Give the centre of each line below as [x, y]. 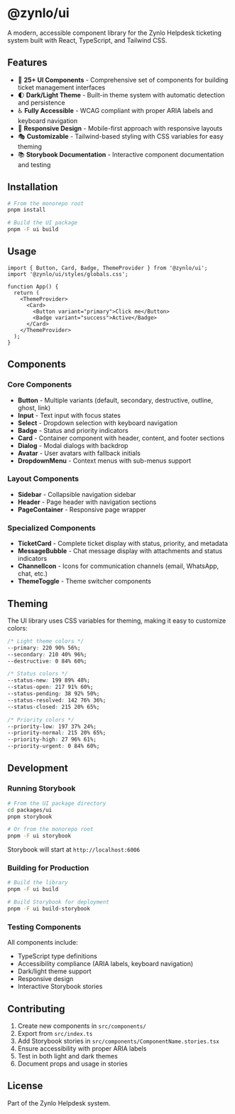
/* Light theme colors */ [45, 641]
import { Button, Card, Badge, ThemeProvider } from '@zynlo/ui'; [108, 268]
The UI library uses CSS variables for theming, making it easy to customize [117, 621]
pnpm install [27, 210]
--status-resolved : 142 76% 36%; [57, 700]
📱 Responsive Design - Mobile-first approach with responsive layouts [120, 128]
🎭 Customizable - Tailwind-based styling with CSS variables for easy [120, 136]
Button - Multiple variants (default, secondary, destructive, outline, [115, 400]
